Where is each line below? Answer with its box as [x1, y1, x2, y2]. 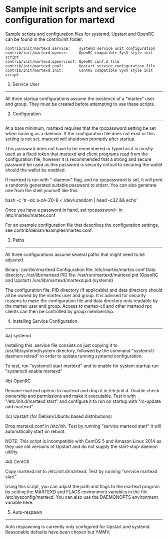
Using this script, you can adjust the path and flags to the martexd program [5, 483, 160, 489]
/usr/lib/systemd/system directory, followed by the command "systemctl [5, 347, 154, 353]
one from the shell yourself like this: [5, 187, 79, 193]
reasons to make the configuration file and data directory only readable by [5, 298, 158, 304]
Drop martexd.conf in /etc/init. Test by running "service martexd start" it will [5, 423, 161, 429]
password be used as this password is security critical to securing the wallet [5, 161, 162, 167]
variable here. [5, 499, 34, 505]
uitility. [5, 448, 19, 455]
